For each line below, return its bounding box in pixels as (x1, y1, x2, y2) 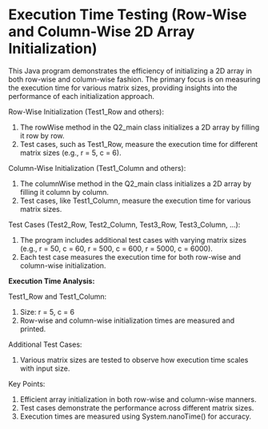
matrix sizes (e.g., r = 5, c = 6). (19, 148, 122, 157)
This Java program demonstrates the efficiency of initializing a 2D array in (8, 66, 252, 75)
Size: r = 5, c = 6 (19, 307, 74, 316)
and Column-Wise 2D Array (8, 22, 195, 41)
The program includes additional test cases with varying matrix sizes (19, 235, 246, 244)
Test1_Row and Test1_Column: (8, 292, 107, 301)
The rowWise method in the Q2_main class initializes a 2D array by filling (19, 122, 260, 132)
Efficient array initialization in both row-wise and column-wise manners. (19, 394, 257, 404)
